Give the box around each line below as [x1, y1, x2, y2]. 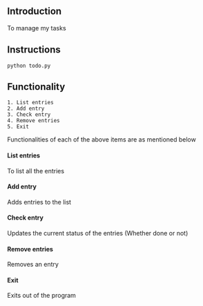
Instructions [7, 44, 61, 56]
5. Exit [7, 124, 30, 131]
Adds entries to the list [7, 198, 71, 206]
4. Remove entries [7, 117, 60, 124]
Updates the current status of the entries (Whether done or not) [7, 229, 188, 238]
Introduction [7, 6, 62, 17]
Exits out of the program [7, 291, 76, 300]
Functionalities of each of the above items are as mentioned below [7, 135, 197, 144]
